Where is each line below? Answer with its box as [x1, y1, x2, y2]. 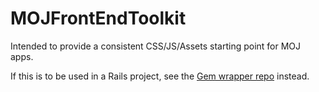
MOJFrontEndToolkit [10, 7, 187, 30]
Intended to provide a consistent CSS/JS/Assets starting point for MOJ [10, 40, 302, 52]
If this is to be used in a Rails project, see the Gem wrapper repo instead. [10, 70, 310, 82]
